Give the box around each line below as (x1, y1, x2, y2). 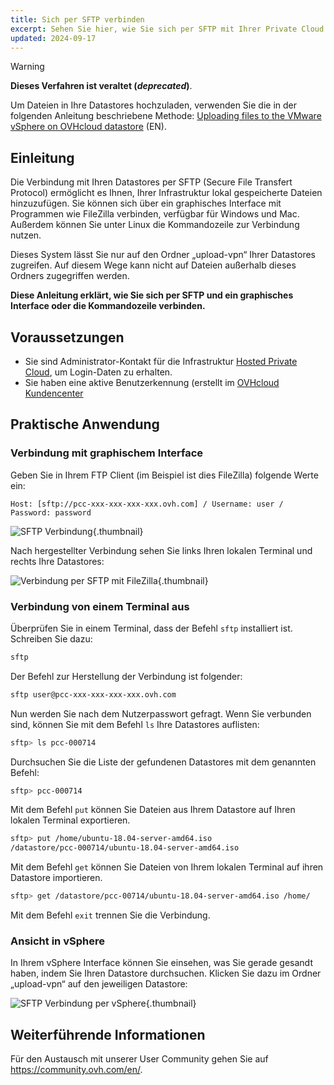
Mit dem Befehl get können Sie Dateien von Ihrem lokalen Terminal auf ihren (10, 861, 324, 873)
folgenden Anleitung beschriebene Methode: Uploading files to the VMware (10, 110, 322, 122)
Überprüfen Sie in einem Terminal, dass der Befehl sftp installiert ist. (10, 622, 293, 634)
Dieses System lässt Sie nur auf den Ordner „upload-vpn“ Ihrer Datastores (10, 249, 316, 261)
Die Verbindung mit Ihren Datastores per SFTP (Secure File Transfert (10, 176, 293, 188)
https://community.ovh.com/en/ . (10, 1064, 143, 1076)
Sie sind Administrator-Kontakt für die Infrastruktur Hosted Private (24, 356, 298, 367)
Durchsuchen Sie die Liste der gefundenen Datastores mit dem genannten (10, 756, 317, 768)
